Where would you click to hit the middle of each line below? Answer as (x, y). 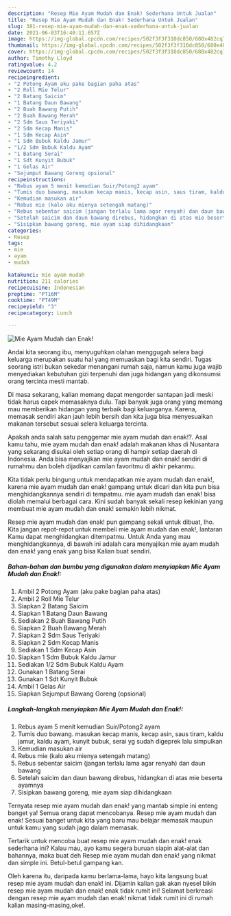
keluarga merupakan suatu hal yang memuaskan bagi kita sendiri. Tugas (110, 359)
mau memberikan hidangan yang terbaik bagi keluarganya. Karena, (102, 409)
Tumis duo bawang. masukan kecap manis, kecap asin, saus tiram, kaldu (120, 734)
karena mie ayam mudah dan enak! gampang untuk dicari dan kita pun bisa (114, 486)
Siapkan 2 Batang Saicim (53, 606)
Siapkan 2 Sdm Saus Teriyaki (59, 635)
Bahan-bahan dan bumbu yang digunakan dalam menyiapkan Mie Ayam (114, 566)
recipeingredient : (34, 77)
